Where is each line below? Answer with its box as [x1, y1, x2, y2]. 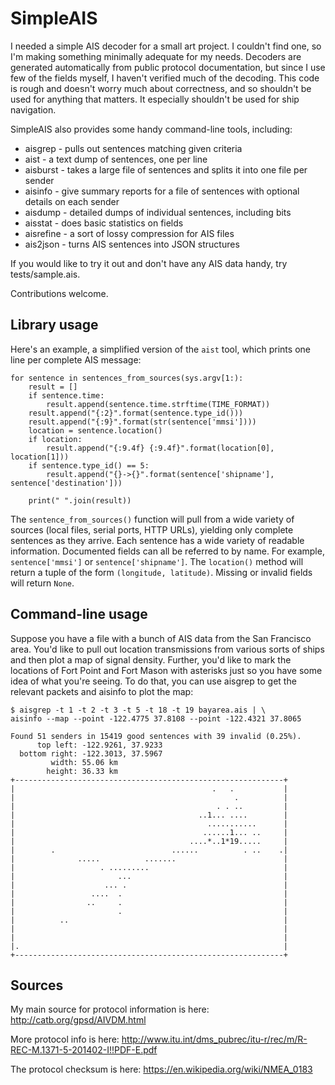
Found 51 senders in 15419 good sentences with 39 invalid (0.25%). [10, 731, 302, 741]
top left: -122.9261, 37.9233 [36, 740, 163, 750]
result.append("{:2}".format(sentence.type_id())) [28, 408, 244, 418]
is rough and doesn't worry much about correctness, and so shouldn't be [10, 82, 312, 94]
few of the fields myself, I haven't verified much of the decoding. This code [10, 72, 320, 84]
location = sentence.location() [28, 425, 163, 436]
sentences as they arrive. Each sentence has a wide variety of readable [10, 534, 305, 546]
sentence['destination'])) [10, 478, 123, 488]
